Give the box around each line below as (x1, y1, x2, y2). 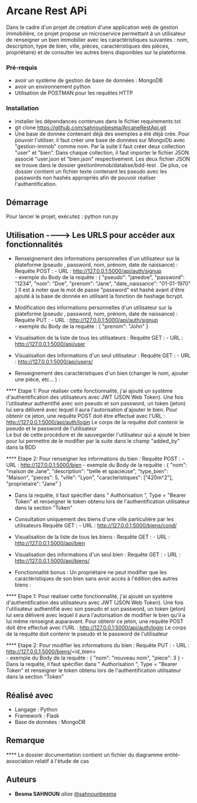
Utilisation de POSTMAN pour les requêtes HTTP (14, 90, 133, 97)
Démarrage (6, 197, 48, 207)
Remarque (6, 736, 45, 746)
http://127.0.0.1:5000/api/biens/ (14, 558, 90, 565)
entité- (164, 751, 181, 758)
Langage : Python (14, 706, 58, 713)
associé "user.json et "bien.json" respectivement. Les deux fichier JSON (14, 155, 191, 162)
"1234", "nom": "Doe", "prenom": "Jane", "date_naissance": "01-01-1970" (14, 280, 191, 287)
